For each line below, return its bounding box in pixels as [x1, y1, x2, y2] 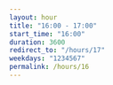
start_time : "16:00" [9, 29, 86, 38]
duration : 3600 [9, 37, 66, 47]
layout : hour [9, 12, 58, 22]
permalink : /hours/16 [9, 63, 90, 72]
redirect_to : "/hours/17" [9, 46, 105, 55]
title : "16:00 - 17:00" [9, 21, 98, 30]
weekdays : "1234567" [9, 54, 86, 63]
